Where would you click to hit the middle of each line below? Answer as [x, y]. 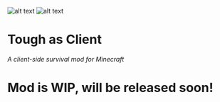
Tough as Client [54, 40]
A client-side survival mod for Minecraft [66, 59]
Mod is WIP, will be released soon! [110, 88]
